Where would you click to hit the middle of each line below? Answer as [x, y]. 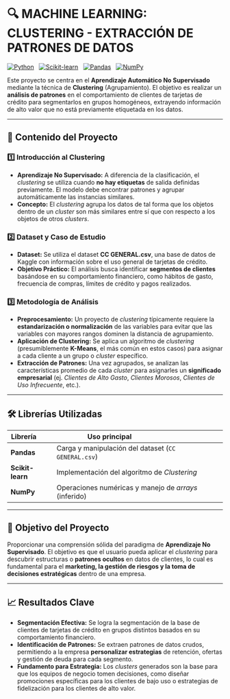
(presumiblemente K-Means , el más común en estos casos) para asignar [120, 349]
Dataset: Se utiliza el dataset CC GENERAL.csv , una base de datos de [116, 254]
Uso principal [110, 437]
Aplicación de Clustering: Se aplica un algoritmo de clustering [105, 341]
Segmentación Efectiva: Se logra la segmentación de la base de [108, 622]
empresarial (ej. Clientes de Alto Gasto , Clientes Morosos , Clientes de [116, 378]
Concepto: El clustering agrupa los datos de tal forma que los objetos [115, 204]
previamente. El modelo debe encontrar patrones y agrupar [101, 190]
